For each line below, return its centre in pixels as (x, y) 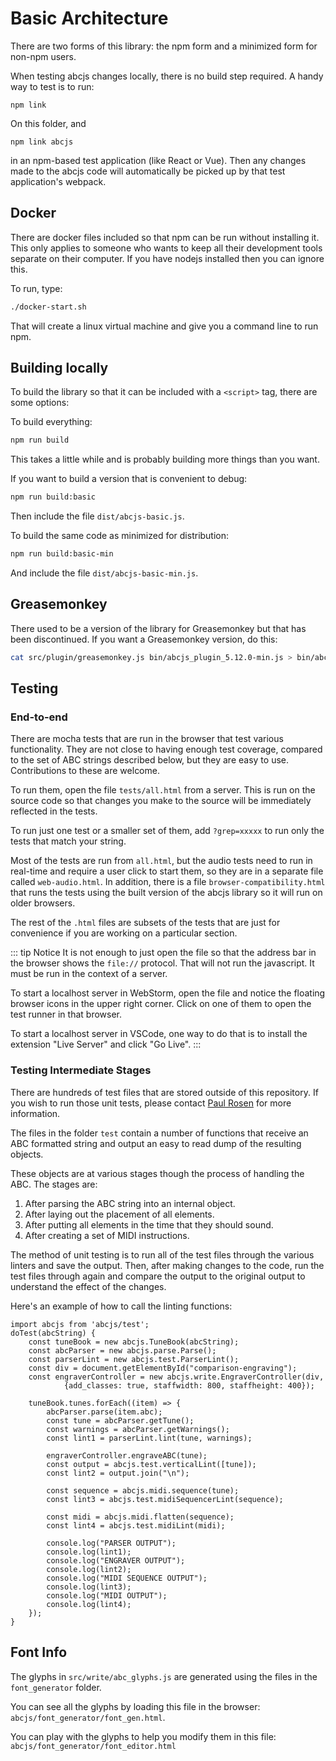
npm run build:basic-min (62, 554)
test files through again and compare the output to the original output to (158, 1276)
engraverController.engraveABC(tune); (127, 1455)
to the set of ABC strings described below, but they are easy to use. (149, 760)
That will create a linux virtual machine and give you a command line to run (164, 326)
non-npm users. (43, 56)
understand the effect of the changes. (88, 1286)
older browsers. (43, 903)
